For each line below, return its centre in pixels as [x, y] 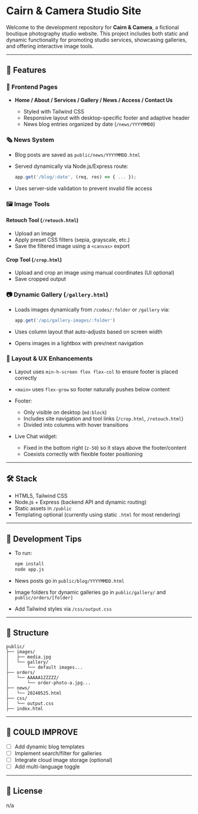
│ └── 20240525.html [34, 693]
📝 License [24, 791]
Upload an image [35, 233]
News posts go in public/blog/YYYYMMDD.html [70, 580]
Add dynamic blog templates [49, 747]
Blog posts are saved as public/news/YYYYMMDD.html [77, 154]
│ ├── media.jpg [29, 657]
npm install [29, 564]
